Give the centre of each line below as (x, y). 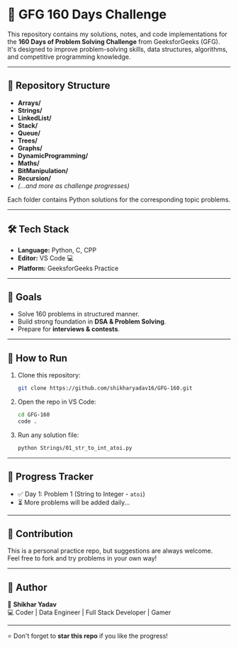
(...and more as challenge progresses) (73, 186)
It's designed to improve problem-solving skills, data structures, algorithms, (118, 49)
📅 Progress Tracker (51, 477)
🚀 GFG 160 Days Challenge (87, 15)
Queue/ (29, 133)
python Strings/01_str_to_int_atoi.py (75, 448)
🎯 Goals (25, 297)
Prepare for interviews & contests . (69, 329)
